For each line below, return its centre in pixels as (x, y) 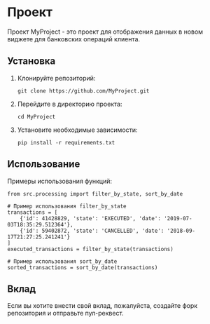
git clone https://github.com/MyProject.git (83, 91)
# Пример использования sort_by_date (62, 261)
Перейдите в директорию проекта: (70, 104)
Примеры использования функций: (60, 181)
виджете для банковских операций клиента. (74, 39)
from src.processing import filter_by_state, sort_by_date (95, 194)
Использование (44, 164)
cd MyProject (36, 116)
